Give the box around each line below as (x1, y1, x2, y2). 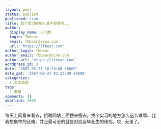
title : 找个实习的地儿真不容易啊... (5, 21, 71, 26)
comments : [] (5, 94, 32, 99)
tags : (5, 84, 16, 90)
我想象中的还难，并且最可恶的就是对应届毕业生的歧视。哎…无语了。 (5, 119, 142, 125)
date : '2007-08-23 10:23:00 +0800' (5, 67, 78, 72)
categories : (5, 76, 29, 80)
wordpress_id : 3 (5, 62, 38, 67)
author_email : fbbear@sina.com (5, 52, 69, 58)
